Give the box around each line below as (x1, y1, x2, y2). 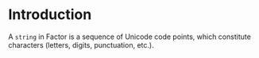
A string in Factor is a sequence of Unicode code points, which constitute (8, 32, 252, 41)
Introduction (8, 6, 92, 24)
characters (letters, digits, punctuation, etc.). (8, 40, 154, 49)
